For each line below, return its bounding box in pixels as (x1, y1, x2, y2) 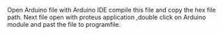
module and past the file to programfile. (7, 21, 121, 28)
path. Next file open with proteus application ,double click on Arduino (7, 13, 206, 21)
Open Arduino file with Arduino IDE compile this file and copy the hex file (7, 6, 216, 14)
